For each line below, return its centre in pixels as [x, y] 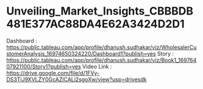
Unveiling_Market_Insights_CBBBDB [100, 11]
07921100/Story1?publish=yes [44, 66]
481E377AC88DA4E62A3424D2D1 [95, 24]
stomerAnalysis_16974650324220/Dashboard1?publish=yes [81, 53]
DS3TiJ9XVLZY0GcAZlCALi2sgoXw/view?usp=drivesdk [77, 79]
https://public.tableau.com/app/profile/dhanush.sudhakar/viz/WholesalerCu [101, 47]
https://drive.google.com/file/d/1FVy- [53, 73]
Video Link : [97, 66]
